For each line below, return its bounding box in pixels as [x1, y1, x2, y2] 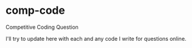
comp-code [5, 4, 65, 17]
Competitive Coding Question [5, 23, 79, 31]
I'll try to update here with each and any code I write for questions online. [5, 35, 187, 42]
